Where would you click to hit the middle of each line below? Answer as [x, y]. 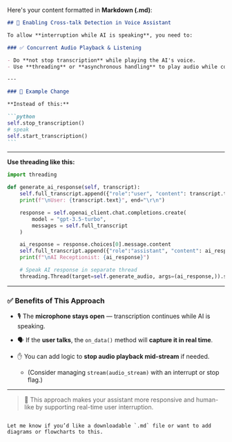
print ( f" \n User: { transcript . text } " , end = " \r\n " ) [93, 200]
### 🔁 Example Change [38, 92]
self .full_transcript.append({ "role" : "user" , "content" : [103, 194]
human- [207, 400]
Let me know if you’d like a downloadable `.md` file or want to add [109, 426]
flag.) [35, 380]
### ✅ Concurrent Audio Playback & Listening [74, 48]
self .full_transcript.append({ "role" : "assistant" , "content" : [111, 251]
